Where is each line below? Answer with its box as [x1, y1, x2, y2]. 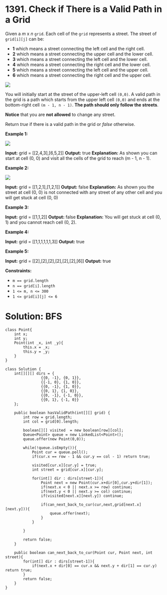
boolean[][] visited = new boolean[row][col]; [23, 428, 124, 433]
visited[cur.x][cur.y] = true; [31, 463, 97, 468]
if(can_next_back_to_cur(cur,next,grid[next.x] [40, 502, 142, 507]
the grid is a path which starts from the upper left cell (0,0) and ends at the [5, 96, 160, 102]
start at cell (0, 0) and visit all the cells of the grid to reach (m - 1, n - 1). [5, 155, 151, 161]
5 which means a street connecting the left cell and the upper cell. [12, 66, 149, 73]
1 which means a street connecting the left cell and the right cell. [12, 45, 146, 51]
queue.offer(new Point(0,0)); [23, 436, 86, 442]
